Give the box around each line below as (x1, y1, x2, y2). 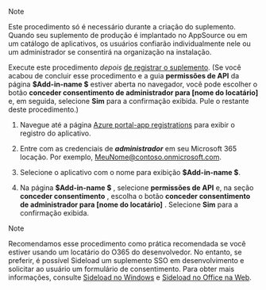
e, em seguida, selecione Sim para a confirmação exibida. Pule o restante (8, 97, 249, 105)
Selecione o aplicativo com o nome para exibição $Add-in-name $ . (19, 168, 241, 177)
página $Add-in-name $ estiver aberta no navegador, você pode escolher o (8, 79, 258, 89)
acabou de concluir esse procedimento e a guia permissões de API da (8, 71, 240, 80)
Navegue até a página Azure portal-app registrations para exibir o (19, 120, 236, 129)
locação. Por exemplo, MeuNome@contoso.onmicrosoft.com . (19, 152, 222, 162)
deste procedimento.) (8, 105, 79, 114)
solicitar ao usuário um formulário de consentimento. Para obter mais (8, 265, 235, 273)
